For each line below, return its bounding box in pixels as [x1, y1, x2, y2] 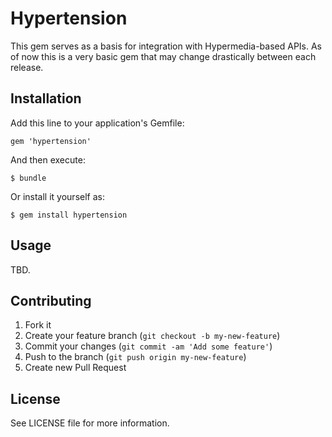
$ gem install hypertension [10, 210, 128, 220]
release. [10, 61, 44, 73]
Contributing [10, 292, 92, 309]
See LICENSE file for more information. [10, 417, 170, 429]
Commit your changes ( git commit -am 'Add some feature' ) [24, 340, 273, 352]
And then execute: [10, 153, 86, 166]
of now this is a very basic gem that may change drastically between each [10, 50, 317, 62]
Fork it [24, 319, 52, 331]
